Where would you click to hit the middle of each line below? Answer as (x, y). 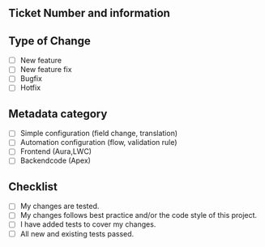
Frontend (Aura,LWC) (56, 151)
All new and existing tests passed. (77, 233)
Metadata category (58, 114)
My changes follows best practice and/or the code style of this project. (139, 215)
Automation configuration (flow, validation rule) (98, 143)
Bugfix (31, 79)
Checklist (33, 187)
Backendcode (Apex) (56, 160)
